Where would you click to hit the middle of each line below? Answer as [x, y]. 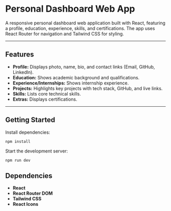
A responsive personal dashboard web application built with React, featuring [85, 23]
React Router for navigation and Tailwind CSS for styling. [65, 34]
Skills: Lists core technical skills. [47, 94]
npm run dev [18, 160]
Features [20, 55]
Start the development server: [37, 151]
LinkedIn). [23, 72]
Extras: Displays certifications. [45, 99]
